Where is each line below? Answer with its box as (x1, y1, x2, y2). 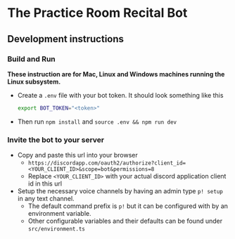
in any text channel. (17, 195, 75, 203)
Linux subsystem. (7, 77, 61, 86)
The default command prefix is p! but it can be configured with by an (27, 202, 229, 210)
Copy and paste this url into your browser (17, 151, 139, 160)
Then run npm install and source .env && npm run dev (17, 117, 177, 126)
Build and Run (7, 54, 56, 64)
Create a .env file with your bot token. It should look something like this (17, 91, 224, 99)
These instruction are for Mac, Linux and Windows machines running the (7, 70, 225, 78)
